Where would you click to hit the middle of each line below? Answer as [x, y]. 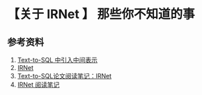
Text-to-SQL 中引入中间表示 [57, 60]
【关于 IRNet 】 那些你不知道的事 [101, 14]
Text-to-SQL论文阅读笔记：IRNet [64, 76]
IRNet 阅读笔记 [38, 85]
